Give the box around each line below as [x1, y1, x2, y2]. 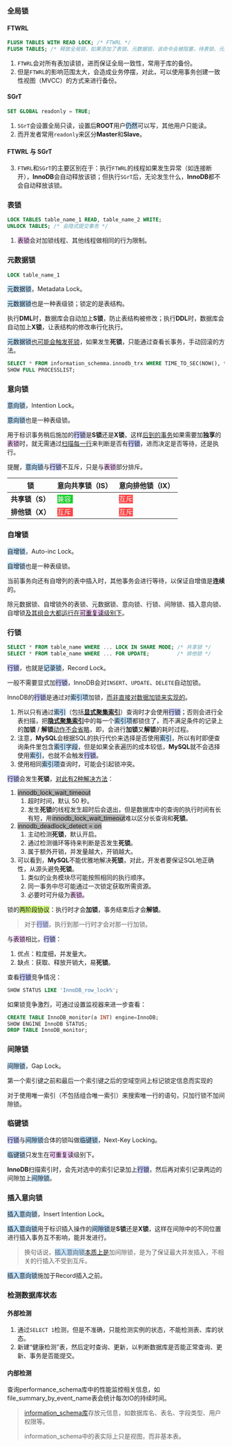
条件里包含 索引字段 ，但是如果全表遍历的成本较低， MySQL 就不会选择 [23, 742, 221, 751]
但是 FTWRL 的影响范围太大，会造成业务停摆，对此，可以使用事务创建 [17, 67, 209, 76]
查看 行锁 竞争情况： [7, 972, 62, 981]
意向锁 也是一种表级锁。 [7, 416, 74, 424]
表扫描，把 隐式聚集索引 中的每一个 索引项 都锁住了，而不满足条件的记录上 [17, 716, 223, 725]
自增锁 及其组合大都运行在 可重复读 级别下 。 [7, 608, 128, 617]
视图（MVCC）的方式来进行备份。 [23, 76, 121, 85]
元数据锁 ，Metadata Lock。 [7, 285, 86, 293]
